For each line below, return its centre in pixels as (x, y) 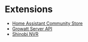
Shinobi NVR (25, 34)
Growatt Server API (32, 28)
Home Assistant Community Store (47, 23)
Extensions (29, 9)
